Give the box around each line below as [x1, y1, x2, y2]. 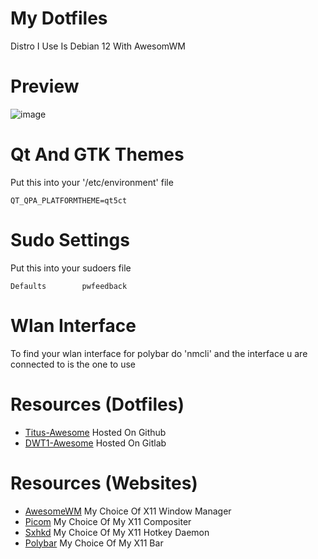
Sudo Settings [10, 229, 130, 251]
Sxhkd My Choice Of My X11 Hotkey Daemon [24, 526, 210, 538]
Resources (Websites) [10, 472, 198, 494]
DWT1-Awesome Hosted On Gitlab [24, 437, 167, 449]
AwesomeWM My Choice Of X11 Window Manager [24, 505, 232, 517]
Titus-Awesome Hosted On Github [24, 426, 167, 438]
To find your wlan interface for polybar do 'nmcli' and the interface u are [10, 347, 308, 359]
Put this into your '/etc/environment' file [10, 176, 174, 188]
